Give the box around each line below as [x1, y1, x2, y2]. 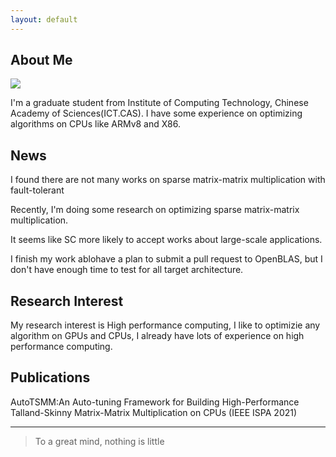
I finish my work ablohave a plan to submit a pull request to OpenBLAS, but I [10, 253, 323, 265]
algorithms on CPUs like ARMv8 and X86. [10, 118, 181, 130]
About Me [10, 52, 73, 69]
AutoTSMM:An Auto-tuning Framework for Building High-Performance [10, 396, 300, 408]
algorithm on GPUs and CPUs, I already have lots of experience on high [10, 330, 305, 342]
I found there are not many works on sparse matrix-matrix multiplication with [10, 174, 326, 186]
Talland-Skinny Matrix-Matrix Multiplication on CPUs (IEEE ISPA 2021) [10, 406, 298, 418]
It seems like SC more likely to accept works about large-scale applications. [10, 234, 323, 246]
